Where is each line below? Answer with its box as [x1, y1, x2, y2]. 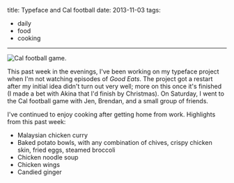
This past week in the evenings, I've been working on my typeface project [7, 67, 219, 76]
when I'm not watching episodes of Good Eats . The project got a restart [7, 75, 213, 82]
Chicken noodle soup [17, 153, 79, 162]
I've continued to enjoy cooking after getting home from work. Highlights [7, 110, 216, 119]
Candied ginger [17, 168, 63, 176]
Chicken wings [17, 161, 61, 168]
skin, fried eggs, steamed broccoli [17, 146, 116, 154]
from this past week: [7, 118, 66, 125]
